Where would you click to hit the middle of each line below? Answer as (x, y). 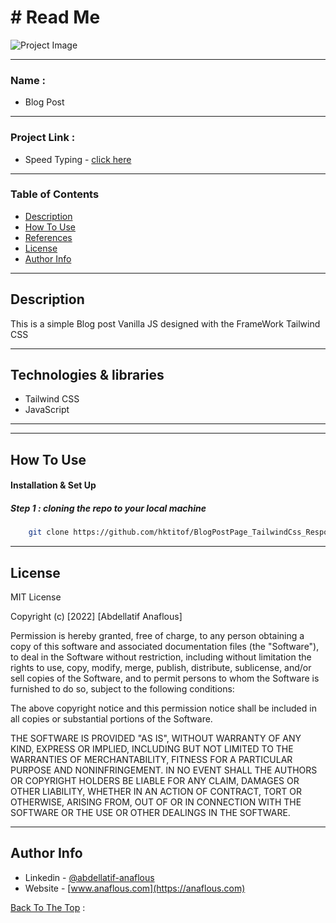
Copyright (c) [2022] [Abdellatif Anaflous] (96, 617)
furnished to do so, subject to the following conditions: (122, 689)
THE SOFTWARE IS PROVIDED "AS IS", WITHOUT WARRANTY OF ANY (156, 738)
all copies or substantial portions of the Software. (111, 719)
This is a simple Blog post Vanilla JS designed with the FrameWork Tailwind (165, 323)
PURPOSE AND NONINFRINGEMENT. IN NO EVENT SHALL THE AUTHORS (164, 770)
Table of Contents (55, 194)
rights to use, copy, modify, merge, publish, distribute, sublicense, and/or (161, 668)
